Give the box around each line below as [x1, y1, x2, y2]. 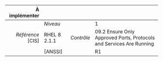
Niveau [44, 20, 61, 27]
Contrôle [70, 34, 91, 41]
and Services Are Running [95, 41, 154, 47]
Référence [16, 31, 40, 38]
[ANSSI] [44, 48, 63, 55]
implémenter [9, 12, 40, 19]
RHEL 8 [44, 31, 62, 38]
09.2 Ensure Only [95, 29, 135, 35]
